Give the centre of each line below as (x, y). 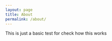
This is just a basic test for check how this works (56, 33)
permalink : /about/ (26, 19)
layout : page (19, 10)
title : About (19, 14)
